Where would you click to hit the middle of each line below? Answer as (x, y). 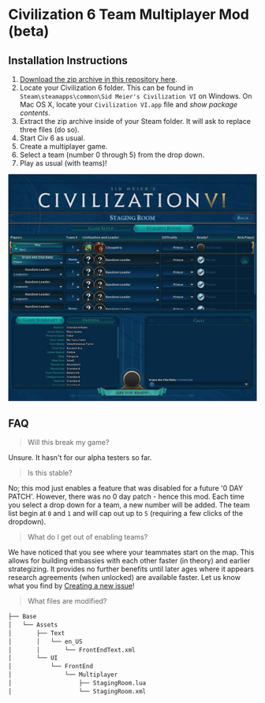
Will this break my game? (68, 442)
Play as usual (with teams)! (63, 163)
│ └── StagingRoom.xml (77, 691)
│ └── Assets (33, 625)
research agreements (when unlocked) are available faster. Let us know (124, 577)
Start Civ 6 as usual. (52, 138)
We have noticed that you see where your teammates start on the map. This (131, 552)
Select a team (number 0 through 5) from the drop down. (112, 155)
